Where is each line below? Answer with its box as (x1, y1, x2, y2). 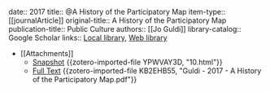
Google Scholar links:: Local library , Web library (8, 33, 168, 42)
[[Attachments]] (20, 49, 74, 58)
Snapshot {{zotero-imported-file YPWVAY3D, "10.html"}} (32, 57, 223, 67)
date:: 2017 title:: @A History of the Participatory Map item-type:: (8, 7, 226, 16)
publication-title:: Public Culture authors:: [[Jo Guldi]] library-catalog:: (8, 24, 242, 33)
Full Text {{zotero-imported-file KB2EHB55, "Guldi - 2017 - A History (32, 66, 262, 76)
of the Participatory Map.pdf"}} (32, 75, 137, 84)
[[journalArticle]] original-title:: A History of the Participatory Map (8, 15, 227, 25)
